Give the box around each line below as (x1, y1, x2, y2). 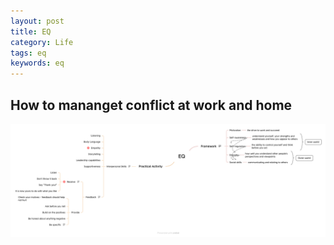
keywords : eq (10, 58, 65, 69)
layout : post (10, 16, 65, 26)
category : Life (10, 37, 74, 47)
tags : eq (10, 48, 47, 58)
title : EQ (10, 26, 52, 37)
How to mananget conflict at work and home (10, 96, 293, 114)
